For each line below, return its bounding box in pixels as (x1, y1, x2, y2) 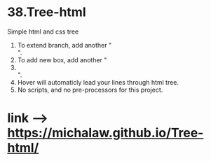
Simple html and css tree (7, 27, 79, 36)
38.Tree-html (7, 4, 86, 20)
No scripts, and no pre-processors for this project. (17, 85, 163, 94)
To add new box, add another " (17, 55, 107, 64)
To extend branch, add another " (17, 41, 112, 49)
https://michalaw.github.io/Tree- (7, 125, 204, 141)
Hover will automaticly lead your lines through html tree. (17, 78, 179, 86)
